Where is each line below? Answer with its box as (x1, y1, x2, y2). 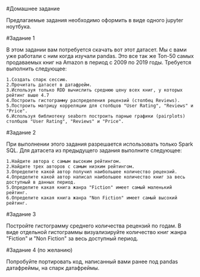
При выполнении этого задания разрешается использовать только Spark (6, 140, 193, 147)
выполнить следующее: (6, 65, 67, 72)
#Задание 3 (6, 211, 36, 217)
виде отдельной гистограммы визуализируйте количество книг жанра (6, 229, 187, 235)
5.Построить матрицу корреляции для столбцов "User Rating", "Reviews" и (6, 103, 194, 109)
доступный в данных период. (6, 179, 76, 185)
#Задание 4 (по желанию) (6, 247, 73, 253)
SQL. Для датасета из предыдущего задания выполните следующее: (6, 147, 182, 154)
